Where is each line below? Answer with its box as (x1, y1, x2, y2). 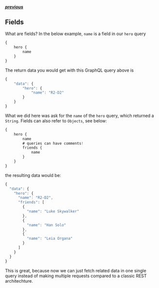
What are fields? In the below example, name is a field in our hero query (5, 31, 146, 37)
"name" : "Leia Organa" (26, 236, 73, 241)
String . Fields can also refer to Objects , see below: (5, 117, 107, 124)
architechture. (5, 278, 33, 284)
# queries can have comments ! (22, 141, 84, 146)
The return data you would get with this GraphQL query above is (5, 67, 134, 73)
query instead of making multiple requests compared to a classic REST (5, 273, 147, 279)
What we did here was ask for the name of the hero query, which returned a (5, 113, 154, 118)
